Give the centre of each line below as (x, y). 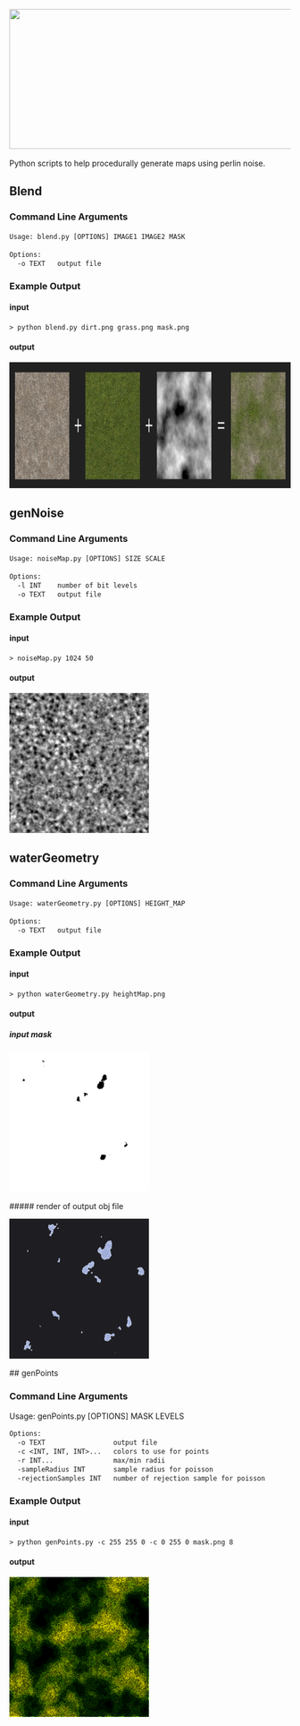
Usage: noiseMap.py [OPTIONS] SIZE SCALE (87, 558)
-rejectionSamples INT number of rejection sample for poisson (142, 1478)
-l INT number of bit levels (78, 585)
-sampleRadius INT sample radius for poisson (116, 1469)
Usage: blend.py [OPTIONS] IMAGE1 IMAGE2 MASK (97, 236)
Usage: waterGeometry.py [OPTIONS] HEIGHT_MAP (97, 903)
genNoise (37, 514)
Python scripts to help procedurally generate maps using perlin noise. (137, 163)
